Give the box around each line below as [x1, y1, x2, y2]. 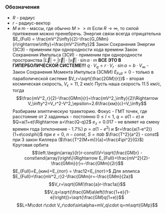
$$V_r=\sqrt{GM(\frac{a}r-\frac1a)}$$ [49, 181, 126, 188]
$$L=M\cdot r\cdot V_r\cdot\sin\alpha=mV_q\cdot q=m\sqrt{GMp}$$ [16, 202, 158, 208]
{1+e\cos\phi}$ [12, 131, 43, 138]
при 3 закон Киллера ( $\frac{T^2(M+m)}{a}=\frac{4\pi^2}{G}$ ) [12, 137, 144, 143]
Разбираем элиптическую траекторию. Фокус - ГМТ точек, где [12, 108, 148, 114]
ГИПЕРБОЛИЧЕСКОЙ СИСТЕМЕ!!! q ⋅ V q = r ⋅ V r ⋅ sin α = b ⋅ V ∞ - [12, 62, 149, 70]
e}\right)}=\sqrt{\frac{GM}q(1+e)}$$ [50, 195, 124, 201]
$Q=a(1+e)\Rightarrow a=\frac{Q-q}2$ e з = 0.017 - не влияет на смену [12, 119, 160, 126]
